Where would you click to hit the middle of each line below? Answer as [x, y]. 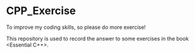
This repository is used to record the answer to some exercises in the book [97, 38]
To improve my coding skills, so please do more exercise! [76, 27]
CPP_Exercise [41, 11]
